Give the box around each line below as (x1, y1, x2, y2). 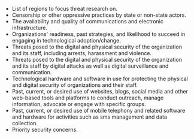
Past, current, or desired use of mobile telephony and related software (11, 107, 186, 114)
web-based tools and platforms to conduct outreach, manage (11, 94, 164, 101)
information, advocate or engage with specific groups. (11, 101, 147, 107)
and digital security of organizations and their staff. (11, 81, 138, 89)
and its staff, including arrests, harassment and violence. (11, 50, 151, 56)
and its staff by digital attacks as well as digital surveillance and (11, 62, 169, 69)
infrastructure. (11, 24, 48, 31)
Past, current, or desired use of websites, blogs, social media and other (11, 88, 189, 95)
